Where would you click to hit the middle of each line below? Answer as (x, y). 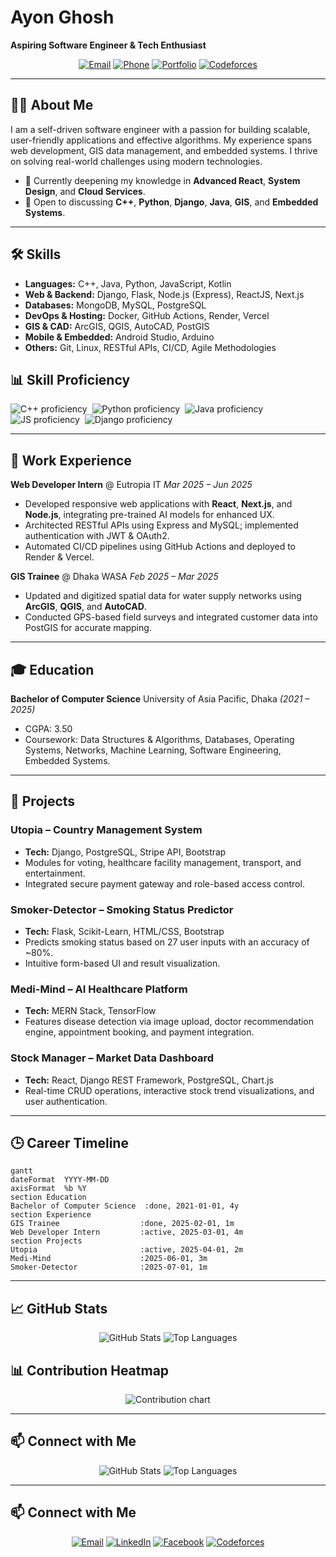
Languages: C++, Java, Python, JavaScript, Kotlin (128, 283)
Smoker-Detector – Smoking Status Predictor (122, 909)
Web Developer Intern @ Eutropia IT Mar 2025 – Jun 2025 (131, 485)
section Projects (46, 1241)
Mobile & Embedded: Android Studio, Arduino (119, 337)
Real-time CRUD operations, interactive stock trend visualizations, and (169, 1090)
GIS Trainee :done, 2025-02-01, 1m (122, 1224)
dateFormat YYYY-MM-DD (60, 1180)
